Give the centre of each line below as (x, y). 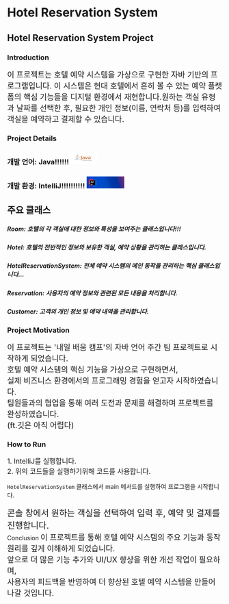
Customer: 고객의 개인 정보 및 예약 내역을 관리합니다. (78, 312)
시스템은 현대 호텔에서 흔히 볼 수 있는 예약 (135, 86)
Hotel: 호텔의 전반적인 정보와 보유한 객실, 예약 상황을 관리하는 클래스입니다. (107, 247)
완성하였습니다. (33, 414)
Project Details (32, 138)
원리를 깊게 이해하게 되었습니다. (61, 549)
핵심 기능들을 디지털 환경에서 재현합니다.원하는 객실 (111, 97)
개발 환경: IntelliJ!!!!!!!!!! (46, 186)
